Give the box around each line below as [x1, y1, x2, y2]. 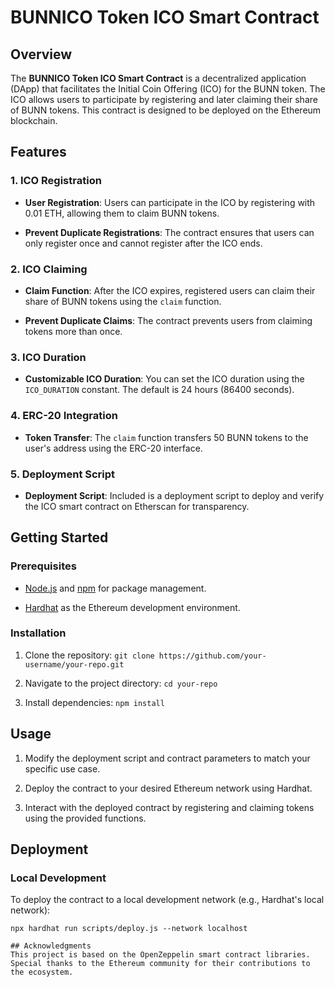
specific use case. [24, 762, 101, 775]
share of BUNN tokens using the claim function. [24, 295, 222, 307]
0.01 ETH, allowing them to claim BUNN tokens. [24, 207, 220, 219]
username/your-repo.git [24, 659, 125, 670]
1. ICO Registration [10, 174, 102, 188]
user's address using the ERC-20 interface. [24, 442, 203, 454]
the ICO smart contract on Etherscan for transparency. [24, 500, 250, 512]
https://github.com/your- [158, 651, 267, 661]
